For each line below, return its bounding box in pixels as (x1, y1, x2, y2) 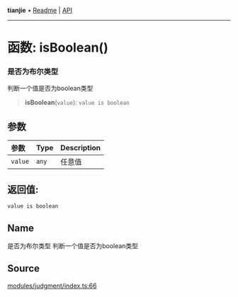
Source (7, 262, 40, 275)
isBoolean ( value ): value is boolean (24, 99, 130, 107)
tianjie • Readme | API (7, 6, 73, 14)
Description (59, 143, 101, 153)
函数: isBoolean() (7, 40, 108, 56)
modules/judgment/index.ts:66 (7, 281, 97, 290)
